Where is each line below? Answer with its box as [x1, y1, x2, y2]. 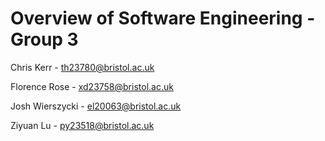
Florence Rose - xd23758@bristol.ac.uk [10, 80, 174, 92]
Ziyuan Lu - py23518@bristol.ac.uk [10, 119, 155, 131]
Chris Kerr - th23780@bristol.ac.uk [10, 61, 155, 73]
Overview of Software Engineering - [10, 7, 316, 30]
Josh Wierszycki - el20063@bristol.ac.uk [10, 100, 182, 112]
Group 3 [10, 28, 79, 51]
